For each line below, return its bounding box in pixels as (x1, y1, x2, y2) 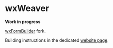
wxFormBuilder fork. (5, 28, 46, 34)
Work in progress (5, 19, 41, 24)
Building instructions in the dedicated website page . (5, 37, 109, 43)
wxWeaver (5, 3, 49, 14)
